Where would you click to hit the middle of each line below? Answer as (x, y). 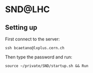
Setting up (21, 27)
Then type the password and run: (39, 57)
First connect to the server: (33, 39)
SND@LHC (27, 9)
